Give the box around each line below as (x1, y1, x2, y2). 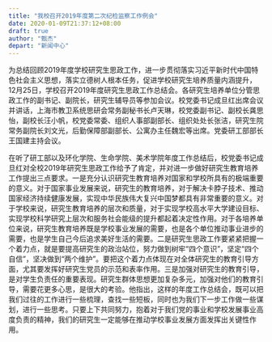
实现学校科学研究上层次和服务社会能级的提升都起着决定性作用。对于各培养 (8, 213, 257, 223)
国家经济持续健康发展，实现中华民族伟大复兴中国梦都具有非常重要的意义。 (8, 193, 257, 203)
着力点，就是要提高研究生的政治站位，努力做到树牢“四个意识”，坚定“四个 (15, 244, 259, 254)
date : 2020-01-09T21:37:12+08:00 (8, 19, 121, 27)
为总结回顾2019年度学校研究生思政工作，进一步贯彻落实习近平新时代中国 (8, 65, 252, 75)
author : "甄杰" (8, 34, 57, 43)
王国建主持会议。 (8, 136, 66, 146)
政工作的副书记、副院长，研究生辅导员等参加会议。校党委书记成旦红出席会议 (8, 95, 264, 105)
